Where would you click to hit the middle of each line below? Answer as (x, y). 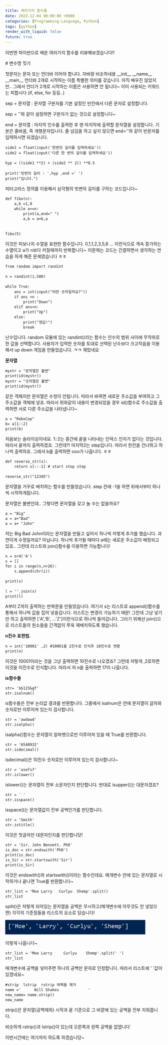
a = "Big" (15, 514)
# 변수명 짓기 (18, 63)
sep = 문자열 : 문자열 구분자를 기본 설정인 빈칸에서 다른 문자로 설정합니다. (77, 103)
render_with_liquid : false (33, 32)
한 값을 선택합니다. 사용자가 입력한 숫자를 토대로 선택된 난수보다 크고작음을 (78, 343)
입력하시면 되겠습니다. (27, 137)
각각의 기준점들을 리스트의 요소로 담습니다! (53, 913)
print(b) (14, 429)
